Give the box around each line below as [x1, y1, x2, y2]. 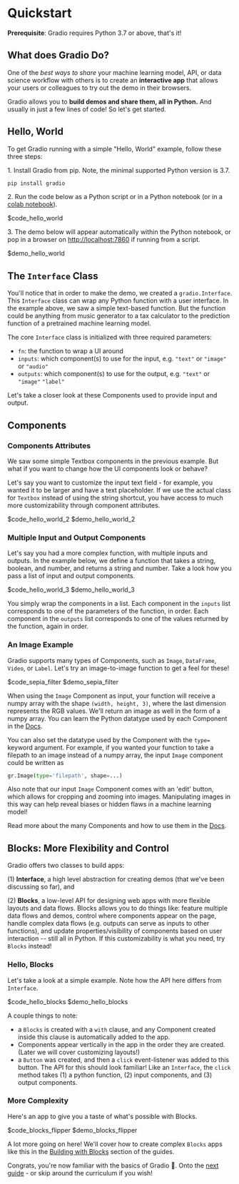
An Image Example [7, 640, 73, 650]
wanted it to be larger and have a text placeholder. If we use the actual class [7, 485, 232, 494]
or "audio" [17, 362, 49, 370]
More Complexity [7, 1096, 69, 1105]
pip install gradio [7, 180, 66, 187]
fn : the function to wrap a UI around [17, 347, 123, 355]
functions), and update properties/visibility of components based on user [7, 926, 223, 936]
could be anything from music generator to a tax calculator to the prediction [7, 312, 230, 320]
